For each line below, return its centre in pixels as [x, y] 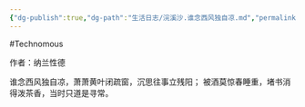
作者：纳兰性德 [37, 62]
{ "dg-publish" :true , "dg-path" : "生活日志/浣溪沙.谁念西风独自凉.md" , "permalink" [155, 18]
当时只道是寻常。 [81, 92]
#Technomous [36, 44]
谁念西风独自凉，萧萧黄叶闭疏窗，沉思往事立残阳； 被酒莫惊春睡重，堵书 [146, 82]
